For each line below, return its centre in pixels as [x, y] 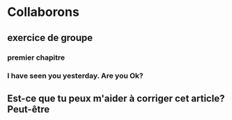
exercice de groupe [50, 38]
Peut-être [29, 109]
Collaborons [44, 12]
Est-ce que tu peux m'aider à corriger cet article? [116, 98]
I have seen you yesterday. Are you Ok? [76, 76]
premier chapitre [36, 58]
